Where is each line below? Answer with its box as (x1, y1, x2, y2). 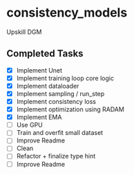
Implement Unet (16, 66, 63, 74)
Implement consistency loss (16, 98, 96, 105)
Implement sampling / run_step (16, 89, 105, 98)
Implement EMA (16, 113, 62, 122)
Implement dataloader (16, 82, 79, 90)
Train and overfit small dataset (16, 129, 104, 137)
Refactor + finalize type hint (16, 152, 96, 160)
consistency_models (6, 5, 128, 21)
